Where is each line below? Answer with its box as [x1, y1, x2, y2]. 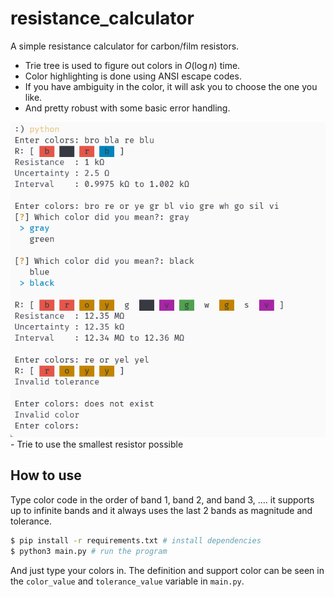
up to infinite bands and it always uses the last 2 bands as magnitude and [10, 504, 313, 516]
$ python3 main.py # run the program [10, 546, 168, 556]
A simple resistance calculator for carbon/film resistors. [10, 40, 240, 52]
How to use [10, 467, 82, 484]
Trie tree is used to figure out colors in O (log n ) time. [24, 59, 241, 71]
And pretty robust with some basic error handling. [24, 102, 231, 114]
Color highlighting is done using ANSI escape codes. [24, 70, 242, 82]
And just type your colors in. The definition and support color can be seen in [10, 564, 325, 576]
